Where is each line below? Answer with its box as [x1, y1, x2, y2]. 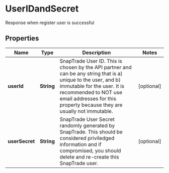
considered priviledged [59, 134, 115, 141]
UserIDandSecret [5, 3, 79, 15]
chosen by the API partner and [59, 64, 132, 71]
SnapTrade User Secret [59, 116, 115, 123]
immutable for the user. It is [59, 82, 125, 89]
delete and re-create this [59, 153, 119, 160]
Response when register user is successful [5, 20, 95, 26]
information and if [59, 141, 102, 148]
